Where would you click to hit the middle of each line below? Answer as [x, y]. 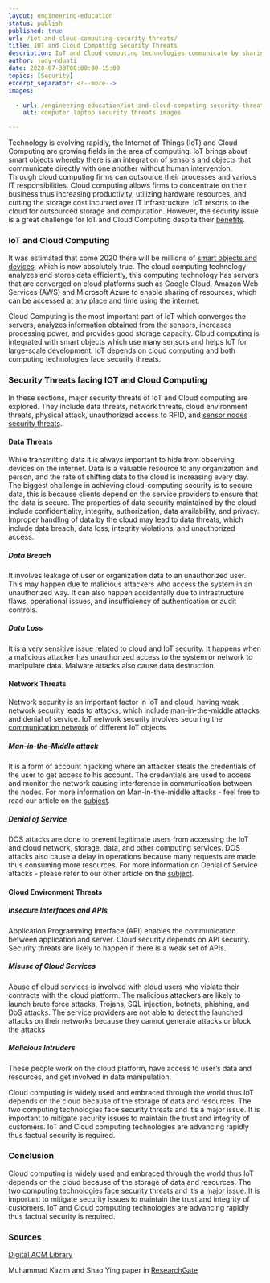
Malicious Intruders [42, 1048]
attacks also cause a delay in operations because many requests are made [132, 856]
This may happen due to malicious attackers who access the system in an [131, 584]
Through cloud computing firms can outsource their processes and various [133, 177]
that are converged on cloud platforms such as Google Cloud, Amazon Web [133, 284]
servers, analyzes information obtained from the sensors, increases [120, 325]
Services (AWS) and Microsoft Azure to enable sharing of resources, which [133, 292]
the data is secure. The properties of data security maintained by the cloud [132, 502]
